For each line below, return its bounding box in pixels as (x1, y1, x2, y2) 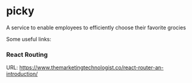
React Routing (6, 50, 48, 59)
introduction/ (6, 70, 38, 78)
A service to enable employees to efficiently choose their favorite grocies (6, 24, 186, 31)
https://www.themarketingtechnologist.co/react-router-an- (19, 64, 164, 71)
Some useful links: (6, 35, 52, 42)
